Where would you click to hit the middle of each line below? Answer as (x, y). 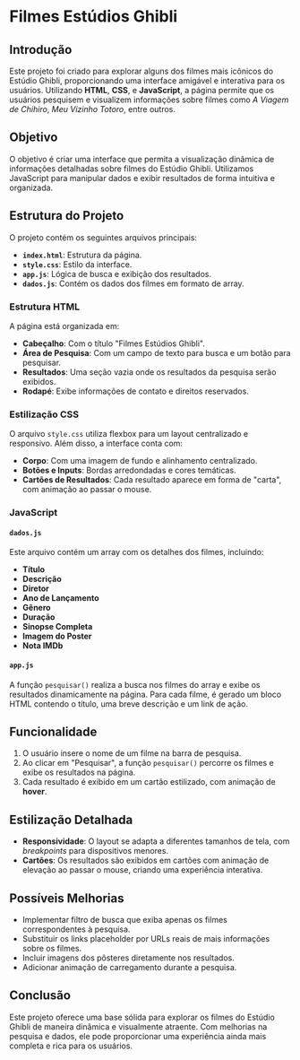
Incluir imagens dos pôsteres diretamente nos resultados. (129, 958)
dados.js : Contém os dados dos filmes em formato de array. (133, 283)
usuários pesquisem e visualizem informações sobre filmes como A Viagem (149, 100)
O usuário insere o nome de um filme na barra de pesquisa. (132, 753)
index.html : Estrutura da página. (82, 255)
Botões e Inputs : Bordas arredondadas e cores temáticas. (129, 470)
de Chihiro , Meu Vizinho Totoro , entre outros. (93, 109)
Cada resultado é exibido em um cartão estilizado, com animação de (149, 782)
